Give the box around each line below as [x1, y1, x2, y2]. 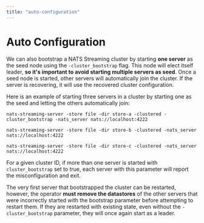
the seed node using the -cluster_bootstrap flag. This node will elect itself [6, 61, 194, 69]
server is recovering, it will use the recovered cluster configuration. [6, 81, 174, 88]
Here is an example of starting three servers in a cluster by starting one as [6, 92, 192, 100]
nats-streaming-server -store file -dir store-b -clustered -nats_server [6, 127, 197, 133]
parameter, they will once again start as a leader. [53, 209, 176, 216]
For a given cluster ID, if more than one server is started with [6, 159, 158, 166]
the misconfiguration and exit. [6, 171, 81, 179]
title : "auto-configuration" [6, 9, 80, 15]
